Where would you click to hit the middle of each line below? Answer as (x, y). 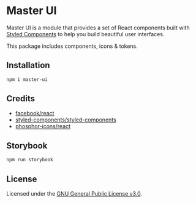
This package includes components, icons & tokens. (72, 46)
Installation (28, 65)
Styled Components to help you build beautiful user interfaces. (85, 34)
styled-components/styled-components (66, 120)
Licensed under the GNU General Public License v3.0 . (74, 193)
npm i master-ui (27, 79)
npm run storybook (30, 160)
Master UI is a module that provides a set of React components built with (98, 28)
